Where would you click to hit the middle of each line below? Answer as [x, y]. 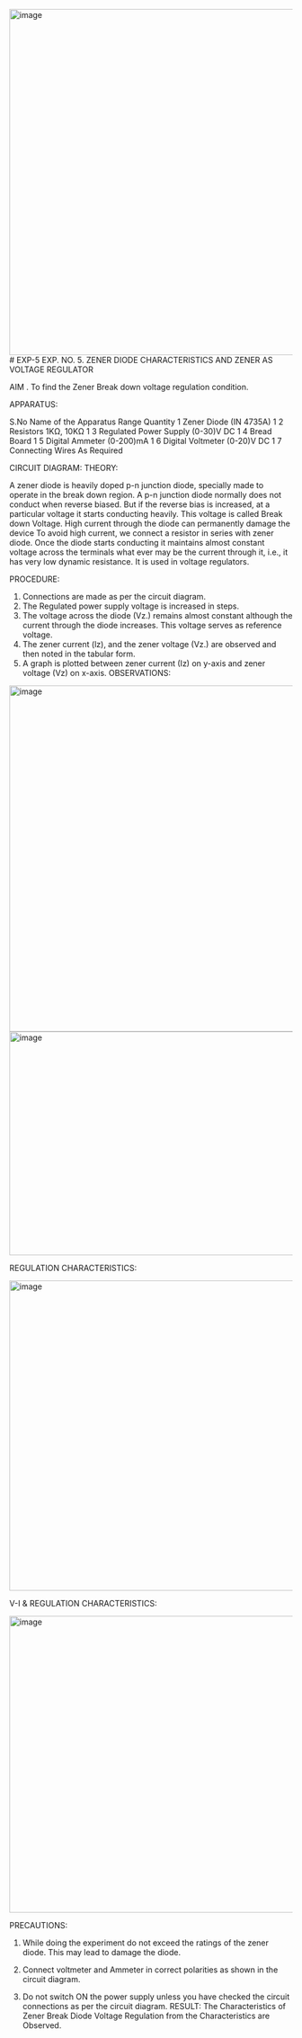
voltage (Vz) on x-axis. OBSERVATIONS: [97, 673]
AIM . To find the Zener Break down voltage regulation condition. [129, 387]
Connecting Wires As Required [66, 450]
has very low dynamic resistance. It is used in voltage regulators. [129, 561]
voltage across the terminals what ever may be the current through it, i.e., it [149, 552]
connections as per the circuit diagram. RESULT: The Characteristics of [154, 2006]
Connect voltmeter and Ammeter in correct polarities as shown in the [150, 1970]
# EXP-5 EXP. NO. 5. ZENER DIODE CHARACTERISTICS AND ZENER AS [141, 360]
